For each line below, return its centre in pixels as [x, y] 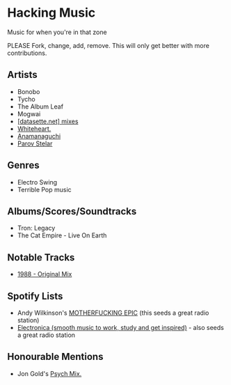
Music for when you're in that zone [57, 32]
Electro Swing [37, 182]
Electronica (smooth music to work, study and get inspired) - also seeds [120, 328]
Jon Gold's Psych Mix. [49, 373]
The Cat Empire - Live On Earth [62, 235]
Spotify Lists [35, 296]
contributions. [27, 53]
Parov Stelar [35, 143]
